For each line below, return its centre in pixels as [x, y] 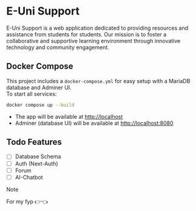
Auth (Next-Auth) [37, 163]
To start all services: [32, 94]
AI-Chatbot [29, 177]
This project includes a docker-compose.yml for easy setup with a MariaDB [98, 81]
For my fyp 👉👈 [27, 201]
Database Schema [38, 156]
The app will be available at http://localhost [69, 116]
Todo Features [34, 142]
